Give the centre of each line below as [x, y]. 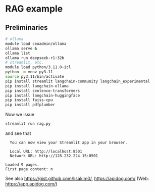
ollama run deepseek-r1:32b [35, 58]
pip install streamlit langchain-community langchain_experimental [78, 81]
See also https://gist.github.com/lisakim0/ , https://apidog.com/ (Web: [77, 178]
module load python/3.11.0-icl [38, 67]
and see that [18, 133]
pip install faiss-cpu [29, 100]
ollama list [18, 53]
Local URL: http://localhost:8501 [46, 152]
